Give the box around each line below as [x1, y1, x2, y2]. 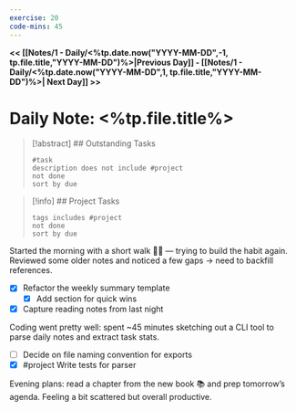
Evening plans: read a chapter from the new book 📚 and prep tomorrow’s [9, 378, 285, 389]
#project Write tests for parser [22, 359, 137, 370]
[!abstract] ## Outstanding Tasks [31, 138, 157, 149]
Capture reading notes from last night [22, 303, 164, 314]
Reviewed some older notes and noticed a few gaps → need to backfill [9, 255, 274, 266]
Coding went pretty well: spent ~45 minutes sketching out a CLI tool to [9, 321, 275, 332]
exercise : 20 [9, 13, 59, 23]
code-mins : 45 [9, 22, 64, 31]
